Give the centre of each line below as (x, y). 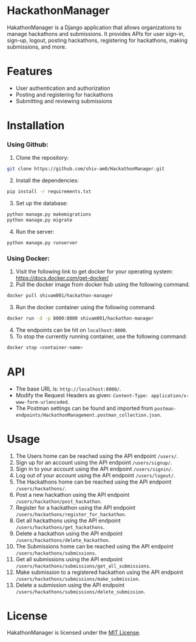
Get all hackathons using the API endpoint (68, 521)
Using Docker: (29, 258)
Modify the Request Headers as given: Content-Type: (82, 395)
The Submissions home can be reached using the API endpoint (94, 546)
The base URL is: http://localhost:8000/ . (68, 389)
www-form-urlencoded (42, 402)
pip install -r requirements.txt (49, 192)
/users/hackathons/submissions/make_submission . (78, 578)
